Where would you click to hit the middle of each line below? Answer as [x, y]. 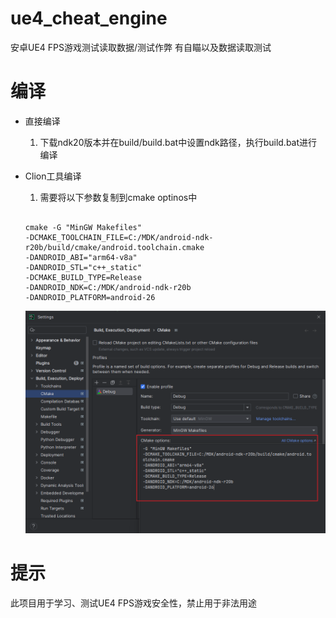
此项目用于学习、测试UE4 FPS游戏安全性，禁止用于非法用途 [134, 603]
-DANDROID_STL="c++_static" [83, 267]
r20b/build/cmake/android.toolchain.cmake [114, 247]
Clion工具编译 [53, 176]
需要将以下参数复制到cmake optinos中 [118, 197]
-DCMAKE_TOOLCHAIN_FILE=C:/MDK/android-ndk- [119, 237]
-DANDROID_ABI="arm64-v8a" [81, 257]
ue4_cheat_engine [89, 18]
